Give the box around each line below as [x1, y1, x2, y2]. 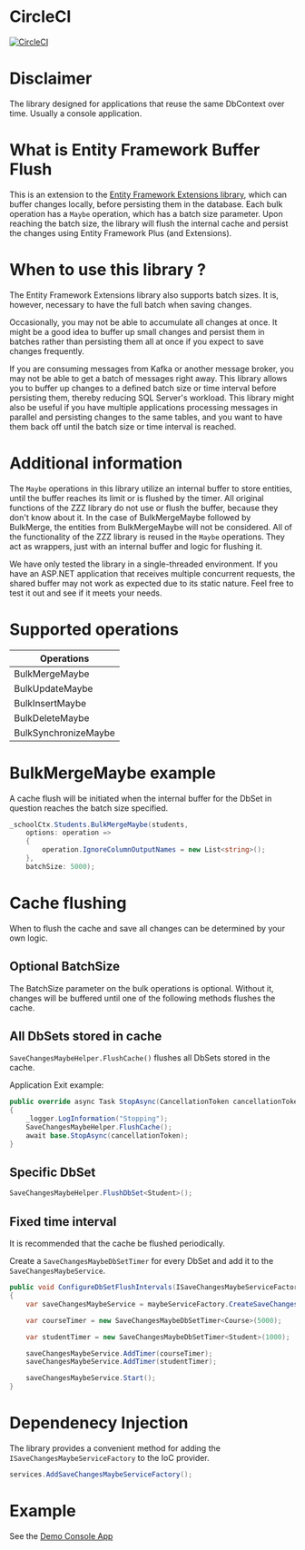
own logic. [9, 933, 48, 943]
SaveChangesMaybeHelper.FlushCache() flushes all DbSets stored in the [9, 1052, 271, 1063]
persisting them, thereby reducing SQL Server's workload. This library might [9, 392, 295, 403]
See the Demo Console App [9, 1530, 113, 1541]
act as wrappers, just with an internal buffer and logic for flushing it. [9, 540, 263, 551]
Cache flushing [9, 893, 127, 913]
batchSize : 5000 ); [25, 862, 95, 871]
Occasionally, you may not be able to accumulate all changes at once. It [9, 316, 278, 328]
